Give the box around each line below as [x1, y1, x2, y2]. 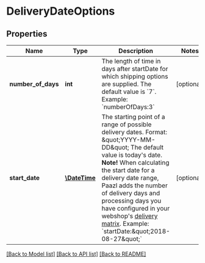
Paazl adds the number [101, 181, 168, 190]
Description [118, 47, 154, 55]
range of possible [101, 120, 152, 129]
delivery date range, [101, 174, 159, 182]
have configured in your [101, 204, 170, 212]
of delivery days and [101, 189, 160, 197]
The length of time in [101, 57, 161, 65]
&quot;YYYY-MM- [101, 135, 156, 144]
